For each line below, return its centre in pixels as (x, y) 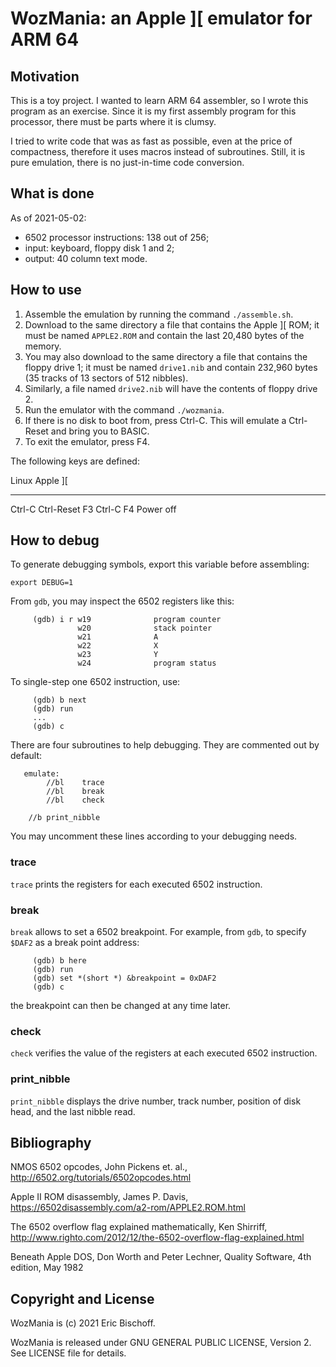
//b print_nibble (64, 818)
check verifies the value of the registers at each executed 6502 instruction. (164, 1053)
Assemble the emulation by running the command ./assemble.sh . (159, 314)
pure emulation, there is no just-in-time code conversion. (127, 162)
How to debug (55, 540)
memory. (43, 346)
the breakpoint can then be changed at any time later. (121, 1006)
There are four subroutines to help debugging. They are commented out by (165, 745)
